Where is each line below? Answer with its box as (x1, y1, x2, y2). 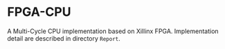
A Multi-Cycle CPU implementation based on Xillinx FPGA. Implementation (7, 27, 219, 35)
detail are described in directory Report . (7, 34, 121, 42)
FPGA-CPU (7, 4, 71, 20)
